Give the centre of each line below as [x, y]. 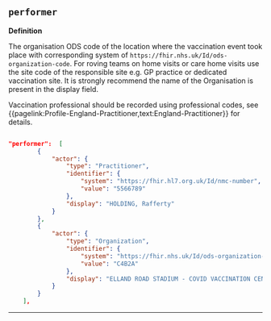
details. [21, 122]
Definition [25, 31]
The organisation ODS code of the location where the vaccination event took [135, 46]
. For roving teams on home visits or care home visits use [165, 63]
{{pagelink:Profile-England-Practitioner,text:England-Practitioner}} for [124, 113]
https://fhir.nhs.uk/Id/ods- [179, 56]
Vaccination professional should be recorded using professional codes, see [133, 105]
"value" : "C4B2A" [109, 264]
